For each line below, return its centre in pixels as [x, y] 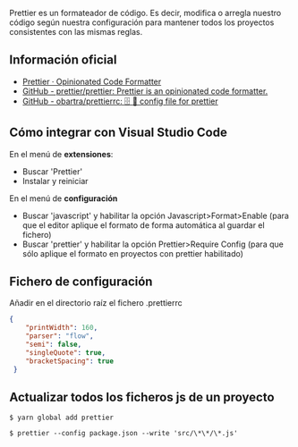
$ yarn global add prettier [62, 418]
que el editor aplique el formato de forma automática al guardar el [144, 225]
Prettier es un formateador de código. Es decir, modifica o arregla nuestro [145, 13]
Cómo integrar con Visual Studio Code [119, 133]
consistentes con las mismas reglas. [76, 32]
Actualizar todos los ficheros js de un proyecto [142, 397]
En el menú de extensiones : [61, 154]
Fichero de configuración [81, 282]
